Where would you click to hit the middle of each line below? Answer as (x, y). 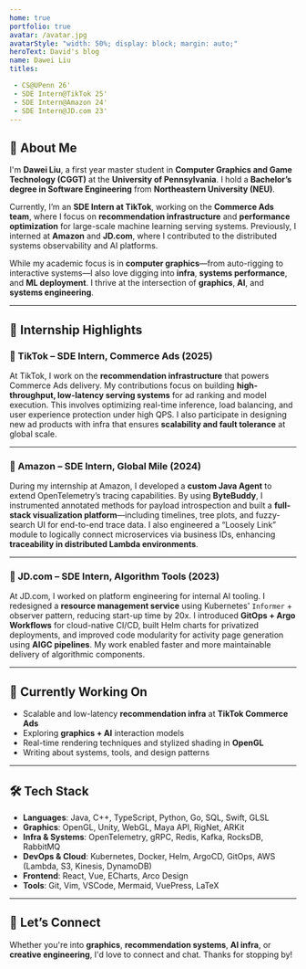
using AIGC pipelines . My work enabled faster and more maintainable (140, 645)
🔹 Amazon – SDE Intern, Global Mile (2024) (106, 466)
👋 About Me (43, 147)
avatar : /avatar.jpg (49, 35)
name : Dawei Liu (40, 60)
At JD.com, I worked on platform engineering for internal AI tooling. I (138, 596)
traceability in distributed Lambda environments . (104, 544)
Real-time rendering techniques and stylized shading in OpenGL (143, 743)
